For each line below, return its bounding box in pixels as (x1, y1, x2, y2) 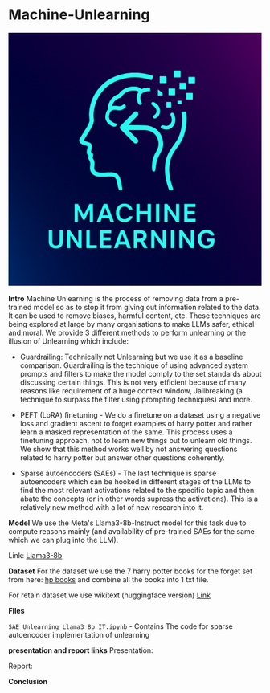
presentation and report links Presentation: (8, 645, 154, 655)
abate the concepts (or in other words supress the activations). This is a (19, 494, 259, 503)
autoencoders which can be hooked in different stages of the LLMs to (19, 476, 252, 487)
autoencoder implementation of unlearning (8, 630, 150, 639)
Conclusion (8, 676, 48, 686)
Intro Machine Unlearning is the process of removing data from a (8, 293, 223, 303)
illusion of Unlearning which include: (8, 336, 129, 346)
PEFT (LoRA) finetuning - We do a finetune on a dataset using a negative (19, 410, 261, 419)
